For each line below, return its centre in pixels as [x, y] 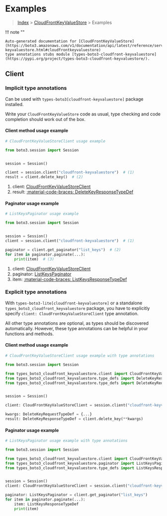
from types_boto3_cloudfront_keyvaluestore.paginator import [70, 463]
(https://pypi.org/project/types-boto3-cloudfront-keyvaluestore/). [78, 59]
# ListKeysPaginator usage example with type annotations [66, 441]
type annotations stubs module [38, 54]
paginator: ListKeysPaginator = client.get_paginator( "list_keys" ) [77, 495]
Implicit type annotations [36, 88]
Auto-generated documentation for [41, 41]
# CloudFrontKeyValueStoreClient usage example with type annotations [80, 356]
